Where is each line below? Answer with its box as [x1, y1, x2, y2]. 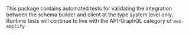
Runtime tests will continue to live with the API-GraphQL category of [6, 17, 172, 24]
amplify [6, 23, 25, 29]
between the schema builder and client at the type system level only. [6, 11, 174, 18]
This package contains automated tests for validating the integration [6, 5, 172, 12]
